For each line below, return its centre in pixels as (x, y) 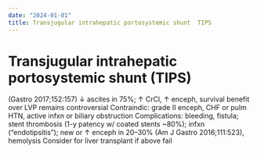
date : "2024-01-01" (40, 15)
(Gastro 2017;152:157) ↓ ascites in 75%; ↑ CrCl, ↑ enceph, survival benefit (129, 99)
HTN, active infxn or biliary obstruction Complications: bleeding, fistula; (123, 116)
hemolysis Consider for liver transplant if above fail (90, 141)
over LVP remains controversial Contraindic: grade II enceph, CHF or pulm (127, 108)
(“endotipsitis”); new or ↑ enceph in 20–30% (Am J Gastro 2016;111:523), (126, 133)
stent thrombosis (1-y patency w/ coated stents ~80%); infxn (107, 124)
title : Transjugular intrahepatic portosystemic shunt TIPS (110, 23)
